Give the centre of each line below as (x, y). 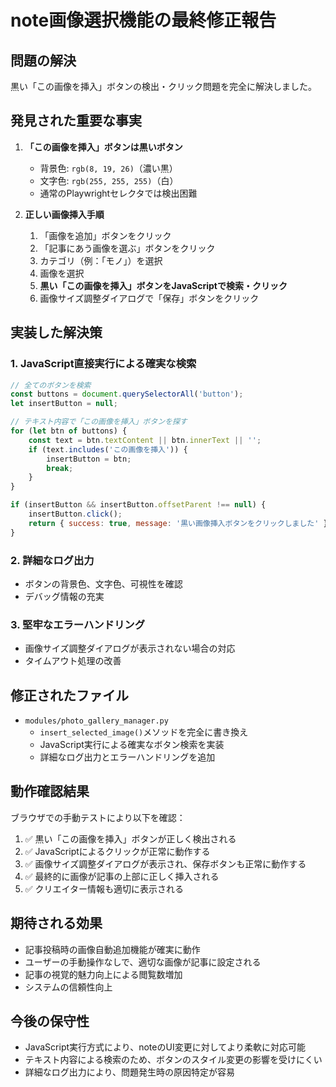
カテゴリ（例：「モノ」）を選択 (101, 260)
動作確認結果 (50, 791)
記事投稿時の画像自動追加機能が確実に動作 (112, 949)
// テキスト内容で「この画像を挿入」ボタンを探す (99, 422)
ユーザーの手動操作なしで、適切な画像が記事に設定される (143, 962)
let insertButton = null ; (64, 404)
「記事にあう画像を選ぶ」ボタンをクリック (127, 248)
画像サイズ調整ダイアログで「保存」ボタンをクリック (149, 298)
